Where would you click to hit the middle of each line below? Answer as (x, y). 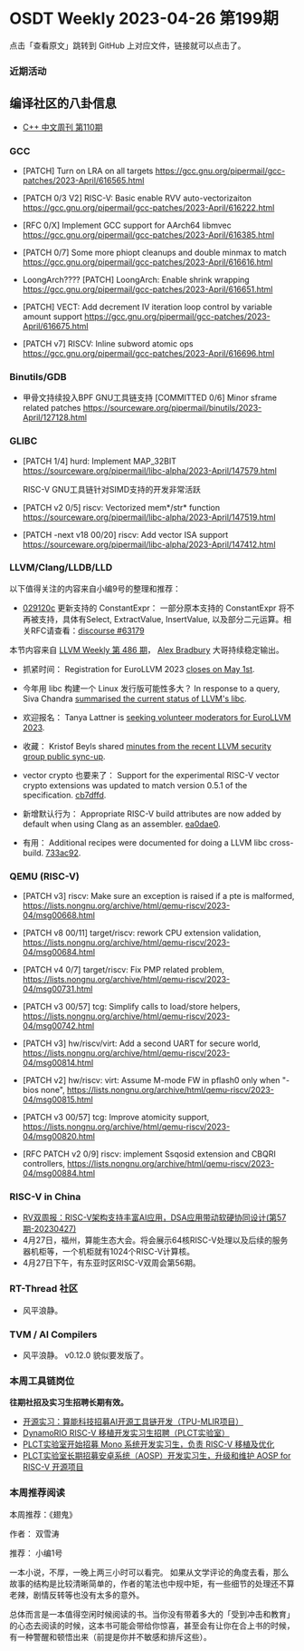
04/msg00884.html (59, 1173)
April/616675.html (55, 326)
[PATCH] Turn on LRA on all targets (88, 171)
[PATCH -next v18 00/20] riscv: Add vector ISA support (125, 534)
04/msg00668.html (58, 915)
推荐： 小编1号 (36, 1553)
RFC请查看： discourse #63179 (87, 630)
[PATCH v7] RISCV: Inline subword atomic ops (108, 343)
